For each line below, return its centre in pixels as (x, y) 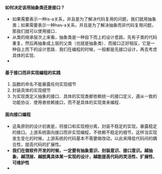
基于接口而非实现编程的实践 (33, 72)
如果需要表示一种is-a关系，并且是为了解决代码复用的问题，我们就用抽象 (84, 19)
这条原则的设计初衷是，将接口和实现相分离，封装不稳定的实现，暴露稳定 (84, 126)
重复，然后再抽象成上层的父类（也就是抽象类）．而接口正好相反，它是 (81, 43)
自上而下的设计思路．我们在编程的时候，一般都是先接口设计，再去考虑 (87, 49)
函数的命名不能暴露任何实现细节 (44, 84)
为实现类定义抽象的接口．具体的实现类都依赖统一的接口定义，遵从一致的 (84, 96)
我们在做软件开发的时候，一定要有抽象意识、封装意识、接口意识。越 (80, 150)
